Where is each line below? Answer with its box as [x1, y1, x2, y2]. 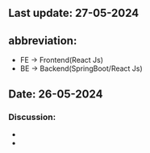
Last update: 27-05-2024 [8, 6, 140, 20]
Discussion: [8, 111, 56, 122]
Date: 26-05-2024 [8, 87, 103, 101]
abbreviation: [8, 34, 77, 48]
